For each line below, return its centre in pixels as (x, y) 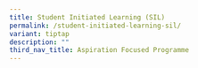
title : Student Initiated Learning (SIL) (87, 17)
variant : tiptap (39, 34)
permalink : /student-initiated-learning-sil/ (95, 26)
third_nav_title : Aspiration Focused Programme (99, 50)
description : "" (39, 42)
